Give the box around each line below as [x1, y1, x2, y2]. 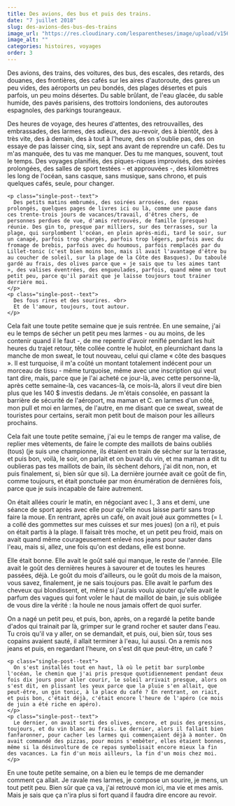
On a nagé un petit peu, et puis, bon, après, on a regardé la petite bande [7, 614, 215, 623]
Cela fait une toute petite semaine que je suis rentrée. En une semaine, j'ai [7, 321, 221, 330]
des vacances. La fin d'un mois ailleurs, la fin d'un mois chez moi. [7, 750, 218, 757]
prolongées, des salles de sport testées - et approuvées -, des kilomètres [7, 164, 219, 173]
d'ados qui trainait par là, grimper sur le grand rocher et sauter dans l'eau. [7, 622, 220, 630]
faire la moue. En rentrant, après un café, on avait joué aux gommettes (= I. [7, 513, 223, 521]
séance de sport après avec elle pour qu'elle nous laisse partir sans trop [7, 505, 215, 513]
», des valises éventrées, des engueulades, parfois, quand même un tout [7, 266, 227, 274]
